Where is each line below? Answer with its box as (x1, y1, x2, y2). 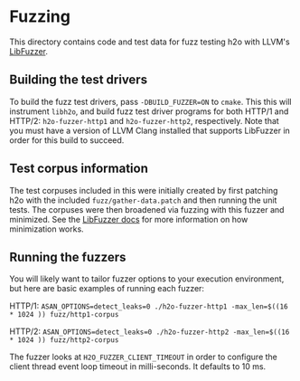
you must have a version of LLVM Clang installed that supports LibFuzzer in (9, 125, 291, 136)
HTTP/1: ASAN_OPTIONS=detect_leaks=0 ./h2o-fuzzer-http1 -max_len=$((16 (9, 300, 288, 311)
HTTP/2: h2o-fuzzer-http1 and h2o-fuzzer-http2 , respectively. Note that (9, 115, 280, 126)
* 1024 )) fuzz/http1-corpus (9, 310, 119, 319)
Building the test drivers (9, 72, 147, 88)
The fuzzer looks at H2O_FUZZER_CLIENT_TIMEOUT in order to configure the (9, 351, 278, 363)
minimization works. (9, 224, 84, 234)
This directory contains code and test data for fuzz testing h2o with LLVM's (9, 36, 291, 47)
